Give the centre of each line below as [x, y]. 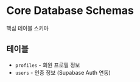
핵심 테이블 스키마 [27, 28]
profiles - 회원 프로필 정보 [47, 65]
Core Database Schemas [70, 11]
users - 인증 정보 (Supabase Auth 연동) [63, 72]
